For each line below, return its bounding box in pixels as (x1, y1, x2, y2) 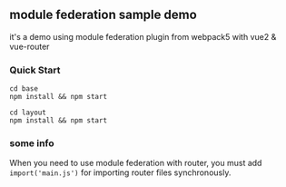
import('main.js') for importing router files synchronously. (9, 167, 232, 178)
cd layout (9, 108, 47, 117)
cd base (9, 84, 39, 93)
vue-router (9, 41, 50, 52)
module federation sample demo (9, 7, 197, 23)
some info (9, 137, 54, 150)
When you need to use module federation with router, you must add (9, 158, 262, 169)
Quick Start (9, 64, 61, 76)
